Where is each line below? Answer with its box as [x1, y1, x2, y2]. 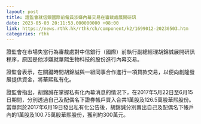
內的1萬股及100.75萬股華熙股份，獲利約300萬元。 [6, 111, 129, 119]
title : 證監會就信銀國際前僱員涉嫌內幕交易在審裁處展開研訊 [6, 14, 136, 20]
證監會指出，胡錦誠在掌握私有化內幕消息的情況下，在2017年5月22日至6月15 [6, 89, 193, 96]
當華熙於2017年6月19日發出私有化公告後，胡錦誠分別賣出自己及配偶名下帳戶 [6, 104, 194, 111]
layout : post [6, 8, 39, 15]
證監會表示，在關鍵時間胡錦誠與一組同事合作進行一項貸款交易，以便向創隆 [6, 68, 190, 75]
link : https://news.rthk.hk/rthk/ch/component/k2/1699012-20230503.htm [6, 25, 188, 32]
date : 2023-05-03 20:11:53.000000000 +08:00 [6, 20, 119, 26]
